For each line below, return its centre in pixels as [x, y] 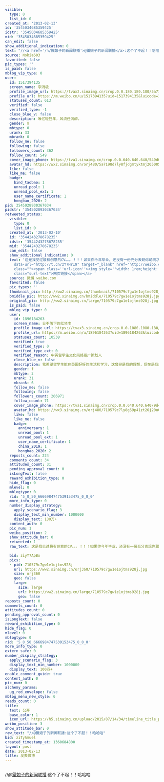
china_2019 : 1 [32, 446]
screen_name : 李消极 [29, 87]
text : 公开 [20, 710]
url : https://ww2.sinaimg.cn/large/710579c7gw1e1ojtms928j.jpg [84, 592]
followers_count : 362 [31, 151]
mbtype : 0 [19, 128]
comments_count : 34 [29, 460]
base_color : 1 [24, 715]
